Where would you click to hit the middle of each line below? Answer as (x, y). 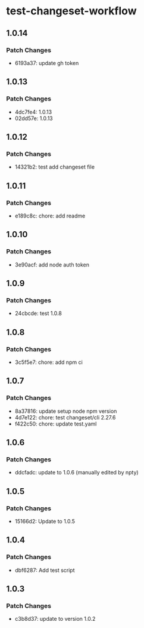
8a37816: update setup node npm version (66, 411)
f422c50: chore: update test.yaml (56, 424)
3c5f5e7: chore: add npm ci (49, 362)
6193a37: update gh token (47, 63)
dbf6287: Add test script (45, 570)
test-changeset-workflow (71, 11)
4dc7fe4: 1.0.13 (33, 112)
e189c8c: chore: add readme (50, 216)
